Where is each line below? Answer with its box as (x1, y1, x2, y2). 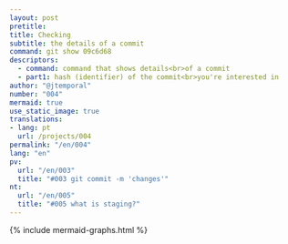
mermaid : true (9, 97, 64, 107)
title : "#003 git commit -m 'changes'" (17, 174, 170, 183)
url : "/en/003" (17, 166, 76, 175)
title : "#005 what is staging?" (17, 199, 141, 209)
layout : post (9, 13, 59, 23)
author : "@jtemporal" (9, 81, 92, 90)
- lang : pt (9, 124, 51, 133)
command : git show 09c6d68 (9, 47, 112, 56)
